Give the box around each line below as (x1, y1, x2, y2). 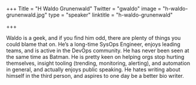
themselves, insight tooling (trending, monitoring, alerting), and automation (6, 59, 190, 67)
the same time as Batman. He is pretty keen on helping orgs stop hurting (6, 53, 185, 60)
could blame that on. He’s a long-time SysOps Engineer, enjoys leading (6, 41, 180, 48)
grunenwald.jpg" (6, 11, 48, 18)
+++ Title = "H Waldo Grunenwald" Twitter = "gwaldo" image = (6, 5, 161, 12)
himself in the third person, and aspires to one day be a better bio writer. (6, 73, 184, 79)
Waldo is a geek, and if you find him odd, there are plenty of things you (6, 34, 181, 41)
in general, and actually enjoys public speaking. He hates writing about (6, 66, 180, 73)
